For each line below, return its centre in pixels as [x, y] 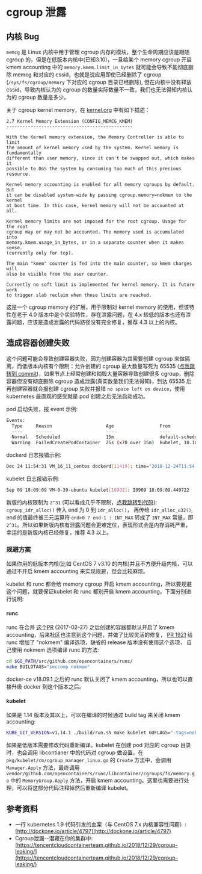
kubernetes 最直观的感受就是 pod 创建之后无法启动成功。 [77, 396]
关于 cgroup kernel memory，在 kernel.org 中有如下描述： [78, 110]
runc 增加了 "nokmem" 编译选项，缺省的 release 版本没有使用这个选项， [96, 642]
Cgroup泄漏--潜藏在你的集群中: [54, 838]
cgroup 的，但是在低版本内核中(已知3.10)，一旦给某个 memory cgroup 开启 [99, 60]
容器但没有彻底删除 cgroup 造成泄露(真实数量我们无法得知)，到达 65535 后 [99, 381]
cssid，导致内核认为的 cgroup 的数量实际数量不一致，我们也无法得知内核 [97, 90]
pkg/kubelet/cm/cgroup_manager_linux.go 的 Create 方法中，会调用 [89, 760]
